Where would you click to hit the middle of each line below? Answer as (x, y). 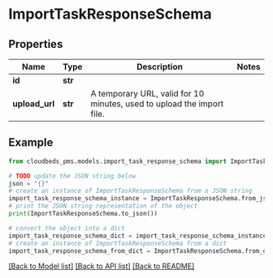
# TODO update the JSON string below (72, 176)
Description (160, 67)
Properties (36, 44)
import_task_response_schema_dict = (70, 236)
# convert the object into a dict (67, 228)
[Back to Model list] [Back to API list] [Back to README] (102, 266)
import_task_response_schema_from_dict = (80, 251)
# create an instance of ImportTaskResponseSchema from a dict (118, 243)
